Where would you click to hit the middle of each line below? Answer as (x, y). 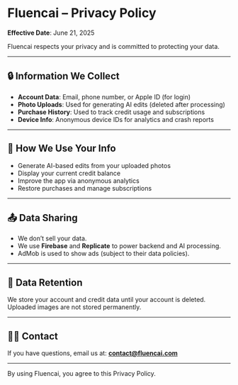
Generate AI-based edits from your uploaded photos (94, 165)
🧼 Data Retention (45, 283)
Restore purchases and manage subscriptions (85, 188)
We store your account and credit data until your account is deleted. (107, 300)
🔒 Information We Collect (63, 76)
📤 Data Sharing (42, 218)
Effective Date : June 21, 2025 (51, 33)
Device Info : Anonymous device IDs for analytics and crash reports (116, 119)
